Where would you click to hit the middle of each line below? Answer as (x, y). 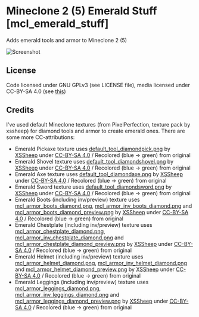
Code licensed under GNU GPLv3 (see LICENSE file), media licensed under (98, 85)
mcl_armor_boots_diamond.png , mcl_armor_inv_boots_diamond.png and (103, 206)
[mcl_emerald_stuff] (57, 24)
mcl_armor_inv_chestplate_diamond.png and (69, 238)
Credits (20, 110)
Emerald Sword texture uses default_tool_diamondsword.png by (93, 187)
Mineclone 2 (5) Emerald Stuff (82, 11)
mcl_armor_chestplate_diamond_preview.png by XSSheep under (94, 244)
